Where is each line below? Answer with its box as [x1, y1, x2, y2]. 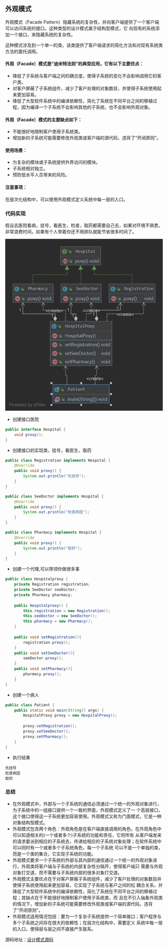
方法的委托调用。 [5, 48, 40, 54]
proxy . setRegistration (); [23, 724, 77, 729]
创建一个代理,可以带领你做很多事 [12, 566, 80, 572]
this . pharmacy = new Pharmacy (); [23, 619, 93, 624]
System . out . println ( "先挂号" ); [23, 473, 86, 479]
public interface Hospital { [5, 427, 66, 432]
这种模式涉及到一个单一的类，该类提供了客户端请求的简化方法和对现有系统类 [5, 42, 163, 48]
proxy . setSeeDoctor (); [23, 729, 70, 734]
